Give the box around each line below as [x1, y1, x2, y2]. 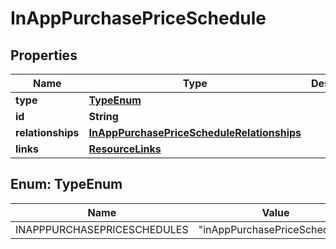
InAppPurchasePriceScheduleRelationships [88, 126, 302, 139]
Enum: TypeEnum [10, 176, 123, 193]
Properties [10, 47, 78, 64]
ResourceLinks [88, 142, 162, 156]
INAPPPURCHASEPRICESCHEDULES [15, 222, 189, 236]
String [88, 110, 119, 123]
